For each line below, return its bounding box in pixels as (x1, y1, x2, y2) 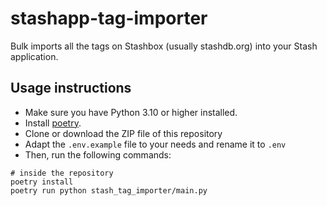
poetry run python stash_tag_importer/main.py (10, 185, 208, 196)
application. (10, 50, 59, 62)
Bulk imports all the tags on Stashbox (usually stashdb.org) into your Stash (10, 40, 318, 52)
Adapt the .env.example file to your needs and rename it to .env (24, 138, 287, 150)
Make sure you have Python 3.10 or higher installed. (24, 106, 238, 118)
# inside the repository (10, 168, 114, 178)
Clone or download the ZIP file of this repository (24, 127, 223, 139)
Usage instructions (10, 80, 132, 97)
